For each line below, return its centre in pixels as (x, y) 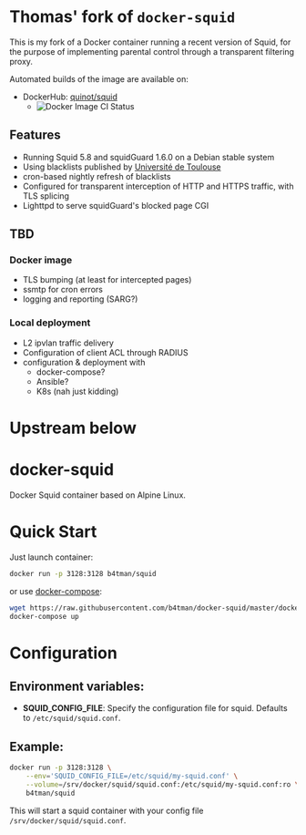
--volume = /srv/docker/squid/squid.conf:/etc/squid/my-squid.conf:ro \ (163, 784)
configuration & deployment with (84, 362)
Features (35, 135)
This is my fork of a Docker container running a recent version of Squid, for (150, 42)
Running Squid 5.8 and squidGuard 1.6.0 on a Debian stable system (148, 157)
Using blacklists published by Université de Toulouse (122, 167)
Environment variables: (77, 686)
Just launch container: (51, 557)
